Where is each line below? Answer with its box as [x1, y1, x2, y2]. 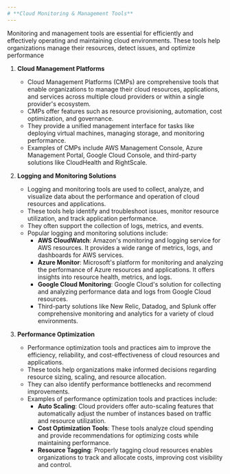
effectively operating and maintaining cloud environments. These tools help [7, 36, 221, 45]
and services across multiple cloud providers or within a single [27, 92, 205, 101]
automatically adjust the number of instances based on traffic [37, 409, 211, 418]
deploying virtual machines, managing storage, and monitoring [27, 129, 205, 137]
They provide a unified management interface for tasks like [27, 121, 194, 130]
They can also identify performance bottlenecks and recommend [27, 380, 211, 388]
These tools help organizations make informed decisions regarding [27, 365, 217, 373]
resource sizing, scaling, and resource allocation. [27, 373, 167, 381]
